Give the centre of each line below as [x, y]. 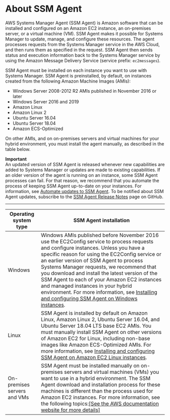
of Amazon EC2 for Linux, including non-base [95, 338]
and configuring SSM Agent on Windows [89, 298]
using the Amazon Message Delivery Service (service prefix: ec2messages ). [83, 60]
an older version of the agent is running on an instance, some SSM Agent [81, 175]
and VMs [18, 397]
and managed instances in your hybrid [87, 286]
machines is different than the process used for [97, 391]
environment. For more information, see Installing [99, 292]
